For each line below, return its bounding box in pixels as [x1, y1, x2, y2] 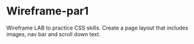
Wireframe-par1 [6, 4, 89, 18]
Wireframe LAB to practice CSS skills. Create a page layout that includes [6, 24, 189, 31]
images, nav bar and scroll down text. [6, 30, 101, 37]
